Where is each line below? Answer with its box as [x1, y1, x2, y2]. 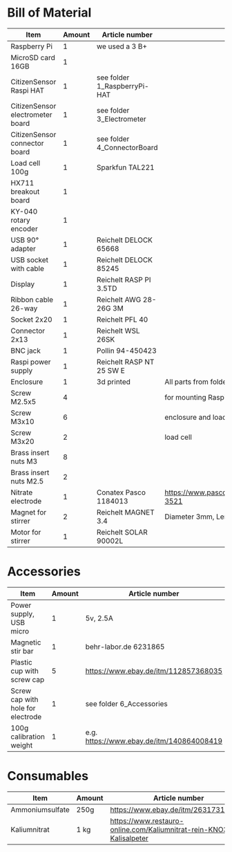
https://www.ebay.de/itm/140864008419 [85, 736, 223, 745]
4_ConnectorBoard [96, 142, 158, 152]
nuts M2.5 [10, 476, 44, 485]
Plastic [10, 657, 32, 667]
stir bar [10, 646, 34, 656]
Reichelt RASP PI [96, 275, 151, 284]
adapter [10, 243, 36, 253]
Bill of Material [7, 5, 92, 21]
